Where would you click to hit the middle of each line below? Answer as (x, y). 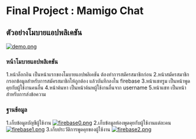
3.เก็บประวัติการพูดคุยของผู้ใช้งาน (78, 129)
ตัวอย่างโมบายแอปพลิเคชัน (44, 33)
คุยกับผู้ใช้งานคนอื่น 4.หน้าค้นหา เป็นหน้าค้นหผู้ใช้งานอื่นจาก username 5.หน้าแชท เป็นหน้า (96, 88)
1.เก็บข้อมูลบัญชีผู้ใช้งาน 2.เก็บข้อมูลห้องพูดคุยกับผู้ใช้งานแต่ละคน (89, 123)
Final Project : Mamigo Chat (75, 11)
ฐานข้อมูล (17, 110)
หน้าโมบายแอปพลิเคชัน (32, 62)
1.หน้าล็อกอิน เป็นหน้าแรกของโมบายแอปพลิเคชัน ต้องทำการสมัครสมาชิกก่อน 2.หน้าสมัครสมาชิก (98, 74)
